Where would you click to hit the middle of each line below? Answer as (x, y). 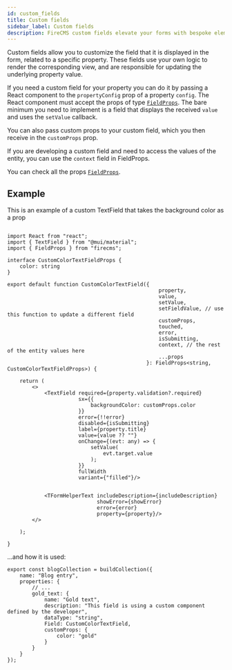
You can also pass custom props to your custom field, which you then (106, 130)
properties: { (40, 582)
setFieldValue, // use (191, 309)
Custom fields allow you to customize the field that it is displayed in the (108, 52)
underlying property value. (45, 75)
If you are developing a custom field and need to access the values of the (112, 151)
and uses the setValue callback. (52, 117)
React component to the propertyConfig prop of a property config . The (108, 95)
